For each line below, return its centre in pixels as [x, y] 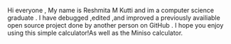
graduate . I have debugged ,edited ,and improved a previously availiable [114, 18]
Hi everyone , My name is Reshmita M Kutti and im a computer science [111, 10]
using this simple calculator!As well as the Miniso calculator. [95, 33]
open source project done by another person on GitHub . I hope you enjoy [116, 25]
